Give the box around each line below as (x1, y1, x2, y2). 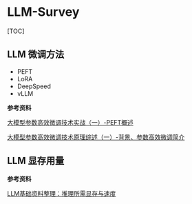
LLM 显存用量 (7, 155, 65, 167)
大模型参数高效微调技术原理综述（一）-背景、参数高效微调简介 (7, 132, 185, 141)
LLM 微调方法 (7, 49, 65, 61)
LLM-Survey (7, 4, 80, 20)
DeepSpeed (17, 82, 52, 90)
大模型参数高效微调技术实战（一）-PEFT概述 (7, 118, 134, 126)
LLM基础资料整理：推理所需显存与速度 (7, 189, 116, 197)
